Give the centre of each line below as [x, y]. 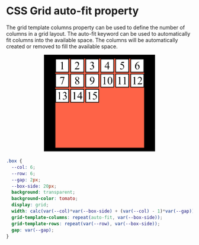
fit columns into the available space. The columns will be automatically [92, 40]
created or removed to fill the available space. [62, 46]
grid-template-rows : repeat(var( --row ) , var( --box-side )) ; [86, 224]
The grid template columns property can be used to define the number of [96, 27]
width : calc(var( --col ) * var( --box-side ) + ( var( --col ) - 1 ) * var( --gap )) [103, 211]
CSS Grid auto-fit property [73, 11]
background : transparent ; [44, 192]
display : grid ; [30, 205]
